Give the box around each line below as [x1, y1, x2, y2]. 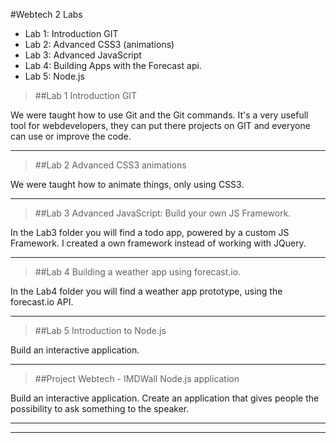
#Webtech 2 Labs [10, 9, 83, 20]
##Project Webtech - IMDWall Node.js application [34, 373, 240, 384]
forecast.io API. [10, 296, 74, 308]
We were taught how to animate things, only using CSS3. [10, 179, 245, 190]
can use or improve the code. [10, 130, 132, 142]
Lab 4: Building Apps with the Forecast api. [24, 60, 202, 71]
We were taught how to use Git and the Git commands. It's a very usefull [10, 109, 309, 121]
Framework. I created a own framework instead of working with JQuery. [10, 237, 307, 249]
